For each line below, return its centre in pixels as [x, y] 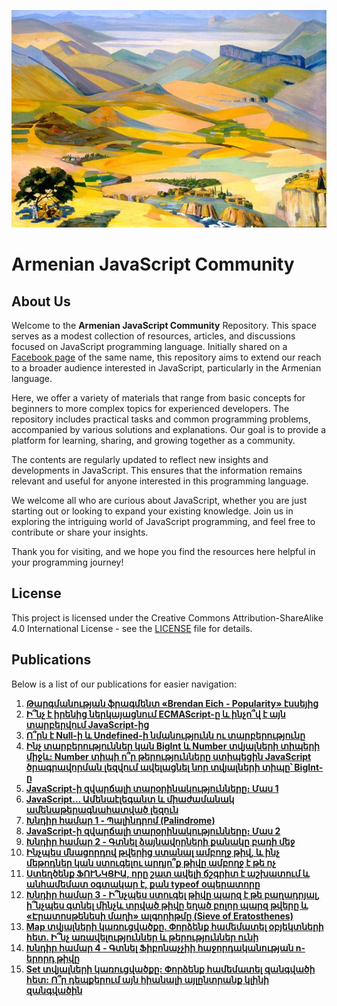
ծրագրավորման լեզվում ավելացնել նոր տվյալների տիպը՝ [159, 767]
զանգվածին [54, 990]
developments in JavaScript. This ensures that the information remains [157, 471]
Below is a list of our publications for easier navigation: [124, 684]
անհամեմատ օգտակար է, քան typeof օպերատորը [143, 884]
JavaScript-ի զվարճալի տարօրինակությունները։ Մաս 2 [153, 831]
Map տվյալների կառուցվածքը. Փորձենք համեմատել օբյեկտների [174, 926]
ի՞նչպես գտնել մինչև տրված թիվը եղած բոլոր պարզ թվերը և [167, 905]
